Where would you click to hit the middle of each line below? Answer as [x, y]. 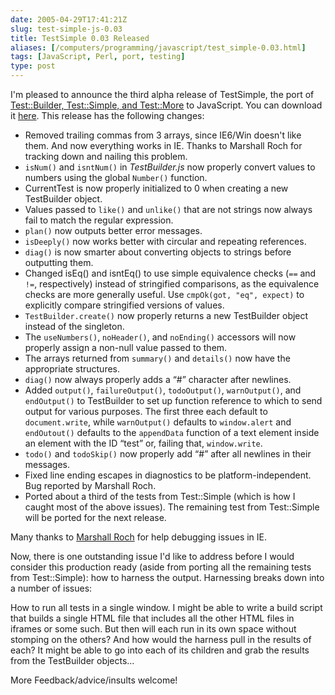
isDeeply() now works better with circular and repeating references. [165, 241]
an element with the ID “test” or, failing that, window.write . [143, 443]
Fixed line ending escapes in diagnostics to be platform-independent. [168, 475]
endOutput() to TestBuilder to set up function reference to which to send [173, 400]
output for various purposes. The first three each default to [146, 411]
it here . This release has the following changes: [107, 115]
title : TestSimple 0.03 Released [80, 38]
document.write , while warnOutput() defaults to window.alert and [158, 422]
